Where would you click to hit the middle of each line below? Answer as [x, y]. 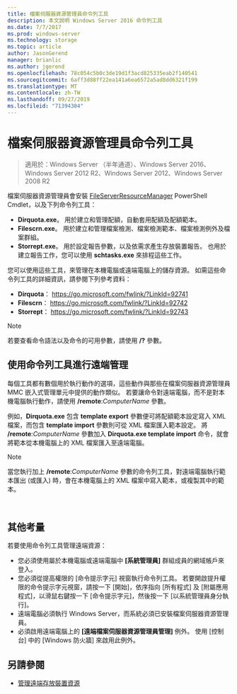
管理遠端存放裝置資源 [48, 683]
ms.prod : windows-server [44, 34]
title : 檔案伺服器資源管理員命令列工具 [58, 14]
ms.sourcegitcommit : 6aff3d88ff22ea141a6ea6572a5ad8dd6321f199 [103, 80]
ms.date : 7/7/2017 [34, 27]
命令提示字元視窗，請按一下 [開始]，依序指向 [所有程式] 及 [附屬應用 [129, 587]
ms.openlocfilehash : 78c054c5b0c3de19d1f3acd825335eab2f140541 [103, 73]
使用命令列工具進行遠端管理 [68, 365]
